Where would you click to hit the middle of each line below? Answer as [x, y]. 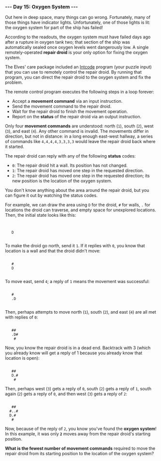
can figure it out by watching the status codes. [51, 195]
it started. [15, 147]
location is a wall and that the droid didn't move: [53, 251]
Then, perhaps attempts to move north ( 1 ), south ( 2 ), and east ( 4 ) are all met [80, 312]
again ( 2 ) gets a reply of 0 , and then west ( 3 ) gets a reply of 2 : [66, 394]
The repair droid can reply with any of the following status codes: [70, 156]
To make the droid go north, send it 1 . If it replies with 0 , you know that [75, 246]
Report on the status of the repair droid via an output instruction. [77, 117]
